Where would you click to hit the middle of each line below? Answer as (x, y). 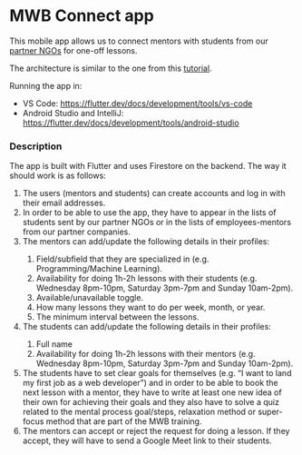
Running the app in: (46, 85)
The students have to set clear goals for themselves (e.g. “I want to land (157, 373)
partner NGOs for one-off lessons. (73, 50)
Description (36, 146)
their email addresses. (64, 203)
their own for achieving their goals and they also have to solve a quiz (151, 402)
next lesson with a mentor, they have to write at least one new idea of (152, 392)
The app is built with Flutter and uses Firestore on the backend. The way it (148, 166)
